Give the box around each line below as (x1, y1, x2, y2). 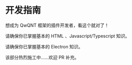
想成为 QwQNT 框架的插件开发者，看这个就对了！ (5, 22, 109, 28)
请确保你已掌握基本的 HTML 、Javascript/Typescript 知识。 (5, 33, 130, 39)
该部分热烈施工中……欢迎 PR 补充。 (5, 54, 80, 60)
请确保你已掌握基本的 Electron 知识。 (5, 43, 83, 49)
